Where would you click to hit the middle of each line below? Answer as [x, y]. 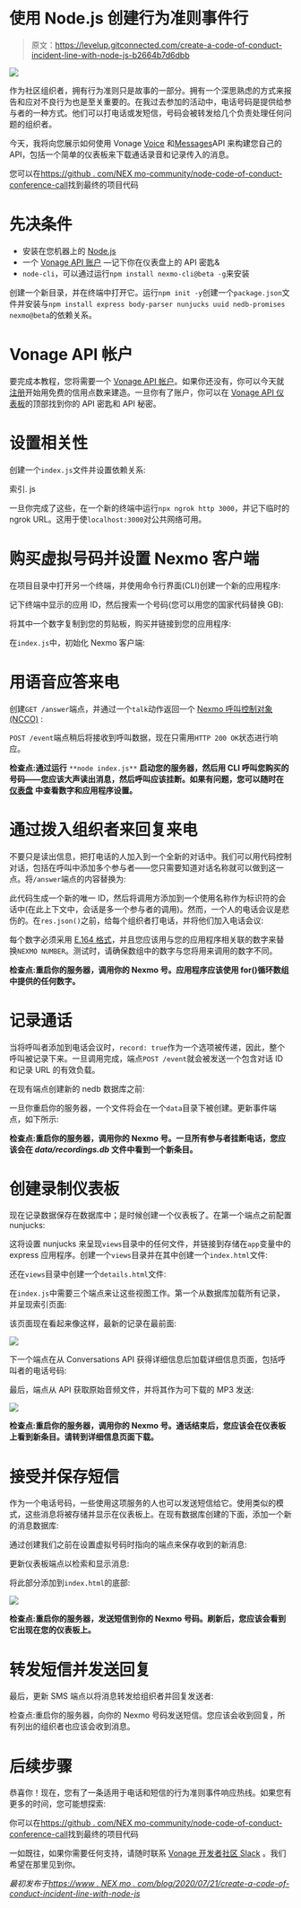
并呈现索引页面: [38, 1305]
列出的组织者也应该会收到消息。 [76, 1727]
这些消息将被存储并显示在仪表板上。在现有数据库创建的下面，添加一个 [154, 1515]
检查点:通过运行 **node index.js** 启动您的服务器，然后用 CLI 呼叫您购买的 [149, 768]
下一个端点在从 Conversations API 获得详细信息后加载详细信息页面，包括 [144, 1359]
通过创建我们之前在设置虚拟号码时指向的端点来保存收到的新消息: [129, 1544]
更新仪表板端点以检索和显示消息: [69, 1564]
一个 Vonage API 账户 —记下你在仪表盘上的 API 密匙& [121, 262]
